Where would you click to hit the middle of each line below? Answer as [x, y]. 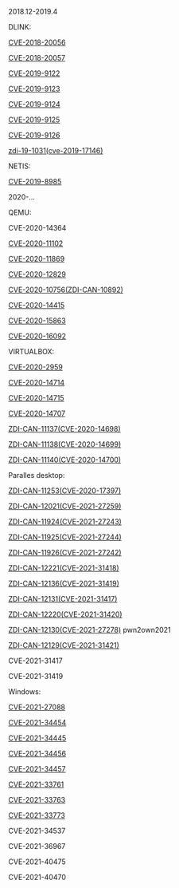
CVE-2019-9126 [35, 135]
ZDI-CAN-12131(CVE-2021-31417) [63, 599]
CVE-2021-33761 [36, 784]
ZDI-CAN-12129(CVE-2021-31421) [64, 645]
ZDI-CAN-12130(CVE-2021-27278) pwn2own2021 [89, 630]
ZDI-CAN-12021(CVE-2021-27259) [65, 506]
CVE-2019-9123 [35, 89]
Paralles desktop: [37, 475]
